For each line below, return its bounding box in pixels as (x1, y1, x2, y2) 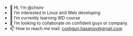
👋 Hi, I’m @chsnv (9, 5, 44, 10)
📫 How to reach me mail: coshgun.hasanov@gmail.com (9, 26, 123, 31)
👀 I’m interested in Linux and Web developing (9, 10, 101, 16)
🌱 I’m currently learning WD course (9, 15, 80, 20)
